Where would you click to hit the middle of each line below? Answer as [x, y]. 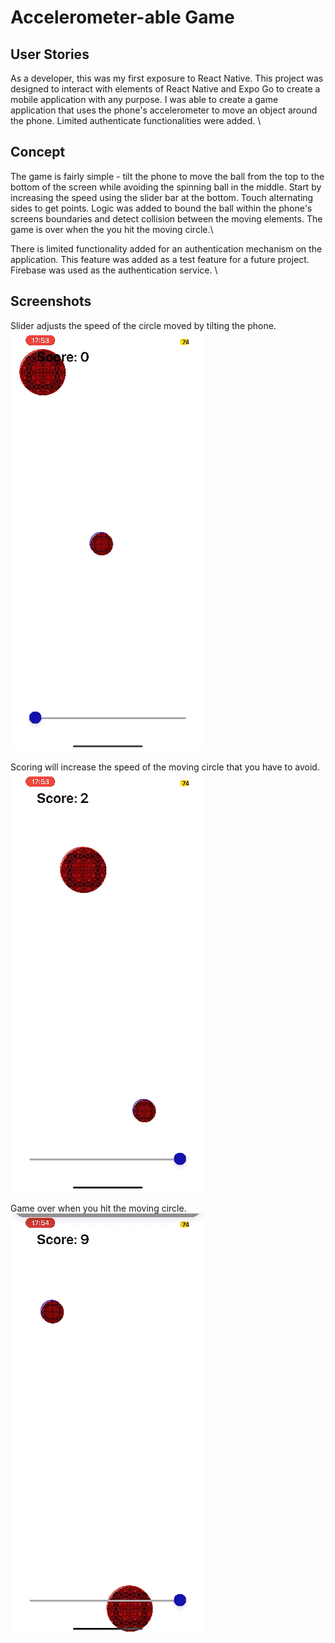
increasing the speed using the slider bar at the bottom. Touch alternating [162, 197]
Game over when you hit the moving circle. [98, 1208]
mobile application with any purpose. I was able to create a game [144, 99]
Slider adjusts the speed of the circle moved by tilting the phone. [143, 325]
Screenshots [51, 301]
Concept [38, 152]
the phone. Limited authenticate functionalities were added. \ [136, 120]
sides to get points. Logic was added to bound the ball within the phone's [161, 208]
